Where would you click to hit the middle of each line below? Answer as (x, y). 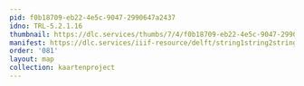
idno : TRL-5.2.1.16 (46, 26)
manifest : (28, 43)
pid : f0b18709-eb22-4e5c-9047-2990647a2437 (93, 17)
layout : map (32, 59)
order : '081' (34, 51)
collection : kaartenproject (62, 68)
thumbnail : (30, 34)
